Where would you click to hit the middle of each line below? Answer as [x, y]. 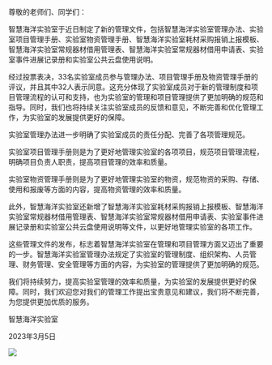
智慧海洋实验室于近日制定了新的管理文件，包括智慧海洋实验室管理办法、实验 [136, 29]
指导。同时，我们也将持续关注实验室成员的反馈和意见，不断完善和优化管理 [132, 107]
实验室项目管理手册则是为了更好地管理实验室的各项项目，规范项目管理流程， [136, 152]
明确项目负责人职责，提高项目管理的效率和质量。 [90, 162]
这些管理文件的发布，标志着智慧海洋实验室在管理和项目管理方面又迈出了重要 [136, 244]
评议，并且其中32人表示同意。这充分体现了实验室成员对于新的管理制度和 [130, 87]
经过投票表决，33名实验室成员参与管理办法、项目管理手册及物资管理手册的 [134, 77]
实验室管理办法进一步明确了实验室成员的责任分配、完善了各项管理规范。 [129, 135]
